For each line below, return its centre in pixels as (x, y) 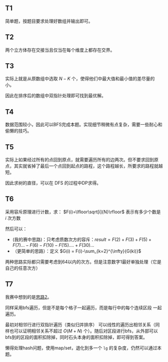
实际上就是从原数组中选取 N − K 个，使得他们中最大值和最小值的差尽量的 (80, 79)
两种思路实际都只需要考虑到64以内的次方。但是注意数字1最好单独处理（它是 (83, 261)
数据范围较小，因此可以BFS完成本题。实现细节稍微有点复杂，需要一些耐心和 (84, 125)
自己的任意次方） (23, 268)
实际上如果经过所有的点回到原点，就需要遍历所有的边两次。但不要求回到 (79, 160)
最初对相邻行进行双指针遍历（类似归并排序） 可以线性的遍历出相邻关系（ (80, 324)
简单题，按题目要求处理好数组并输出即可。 (49, 21)
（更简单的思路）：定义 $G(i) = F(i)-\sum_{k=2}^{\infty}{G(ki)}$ (77, 251)
